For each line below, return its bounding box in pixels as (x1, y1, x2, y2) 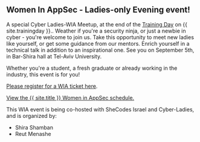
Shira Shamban (15, 123, 53, 131)
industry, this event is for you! (6, 70, 80, 78)
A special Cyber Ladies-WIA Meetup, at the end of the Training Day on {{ (6, 20, 188, 28)
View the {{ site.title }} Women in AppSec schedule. (6, 94, 135, 101)
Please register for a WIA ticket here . (6, 82, 98, 90)
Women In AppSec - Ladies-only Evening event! (6, 5, 190, 15)
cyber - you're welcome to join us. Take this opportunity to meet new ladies (6, 33, 195, 41)
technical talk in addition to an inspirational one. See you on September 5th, (6, 46, 195, 54)
